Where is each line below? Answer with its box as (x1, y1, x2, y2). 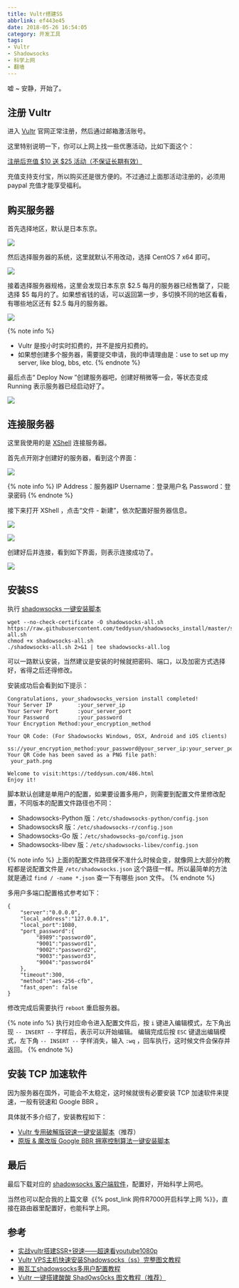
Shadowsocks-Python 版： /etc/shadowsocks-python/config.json (17, 814, 208, 822)
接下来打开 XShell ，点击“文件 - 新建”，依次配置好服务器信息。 (7, 507, 191, 515)
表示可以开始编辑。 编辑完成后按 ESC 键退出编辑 (80, 1027, 221, 1036)
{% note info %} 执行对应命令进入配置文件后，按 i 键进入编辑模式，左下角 (7, 1018, 225, 1027)
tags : (7, 37, 23, 44)
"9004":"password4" (36, 959, 94, 966)
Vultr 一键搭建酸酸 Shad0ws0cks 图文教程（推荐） (17, 1273, 166, 1282)
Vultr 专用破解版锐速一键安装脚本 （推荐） (17, 1127, 140, 1136)
